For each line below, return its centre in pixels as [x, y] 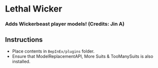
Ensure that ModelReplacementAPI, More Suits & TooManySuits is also [83, 56]
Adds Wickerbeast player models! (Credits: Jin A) [65, 24]
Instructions [24, 40]
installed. [21, 61]
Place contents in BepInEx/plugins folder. [53, 51]
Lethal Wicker [34, 9]
